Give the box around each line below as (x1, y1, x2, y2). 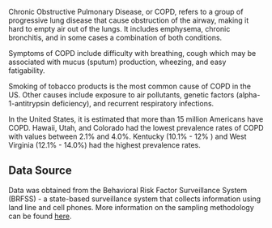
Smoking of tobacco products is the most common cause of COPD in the (8, 81, 251, 91)
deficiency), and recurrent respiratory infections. (51, 99, 215, 108)
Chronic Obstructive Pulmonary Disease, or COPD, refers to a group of (8, 7, 244, 16)
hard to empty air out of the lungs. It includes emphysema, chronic (8, 24, 231, 33)
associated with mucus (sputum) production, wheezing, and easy (8, 57, 227, 67)
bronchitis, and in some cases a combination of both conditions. (8, 32, 223, 42)
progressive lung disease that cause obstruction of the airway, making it (8, 15, 249, 25)
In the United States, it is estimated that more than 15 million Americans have (8, 114, 264, 124)
